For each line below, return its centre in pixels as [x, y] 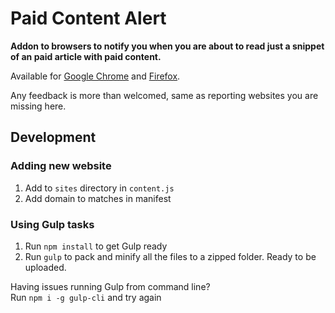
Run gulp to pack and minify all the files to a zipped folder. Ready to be [170, 256]
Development [53, 137]
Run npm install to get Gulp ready [96, 246]
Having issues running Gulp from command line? [110, 286]
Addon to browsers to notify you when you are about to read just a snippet [167, 46]
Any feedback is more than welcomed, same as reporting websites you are [164, 95]
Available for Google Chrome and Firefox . [95, 76]
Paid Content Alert [88, 18]
